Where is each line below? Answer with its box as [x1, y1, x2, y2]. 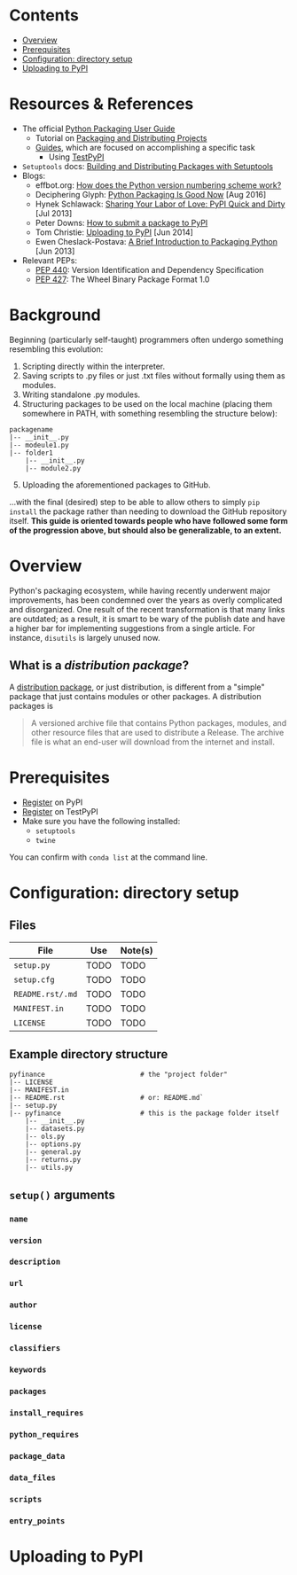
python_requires [9, 1429, 80, 1439]
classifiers [9, 1344, 61, 1353]
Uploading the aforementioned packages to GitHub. [21, 480, 211, 490]
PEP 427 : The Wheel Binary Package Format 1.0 [35, 274, 210, 285]
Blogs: [21, 170, 46, 181]
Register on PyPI [21, 797, 83, 807]
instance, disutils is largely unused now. [9, 632, 160, 643]
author [9, 1300, 38, 1310]
